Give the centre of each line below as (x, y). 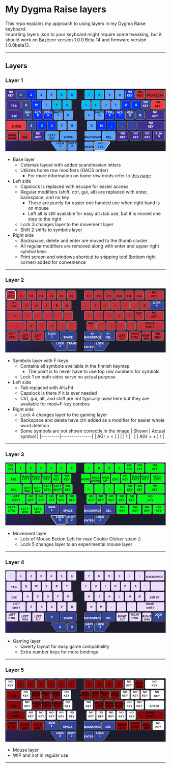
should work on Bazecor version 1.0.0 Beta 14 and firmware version (76, 40)
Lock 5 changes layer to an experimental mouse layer (76, 544)
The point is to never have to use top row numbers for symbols (94, 371)
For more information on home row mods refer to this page (89, 175)
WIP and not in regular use (40, 755)
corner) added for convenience (53, 262)
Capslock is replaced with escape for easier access (74, 186)
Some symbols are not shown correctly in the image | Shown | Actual (93, 431)
